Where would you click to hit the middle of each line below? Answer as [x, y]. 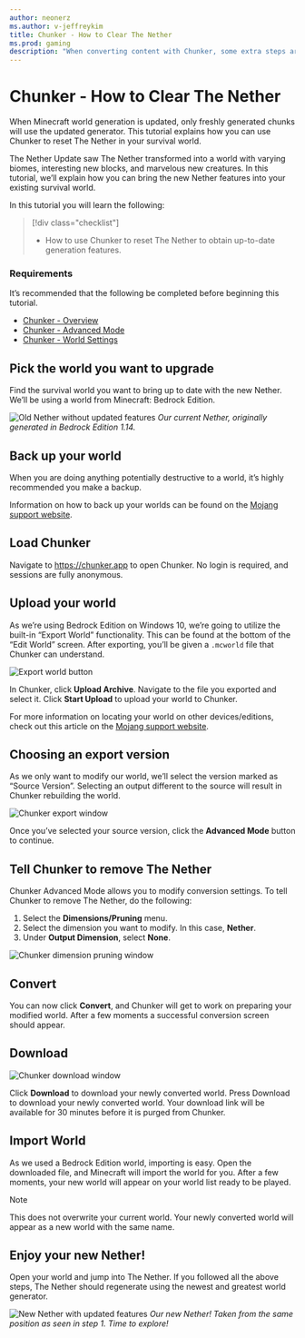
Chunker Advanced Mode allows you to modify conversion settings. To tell [148, 891]
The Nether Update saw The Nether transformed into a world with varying [148, 159]
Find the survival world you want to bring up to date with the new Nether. [146, 391]
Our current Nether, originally [212, 418]
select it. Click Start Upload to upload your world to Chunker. [123, 699]
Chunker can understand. [57, 654]
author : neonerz [40, 18]
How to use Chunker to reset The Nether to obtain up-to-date [160, 241]
